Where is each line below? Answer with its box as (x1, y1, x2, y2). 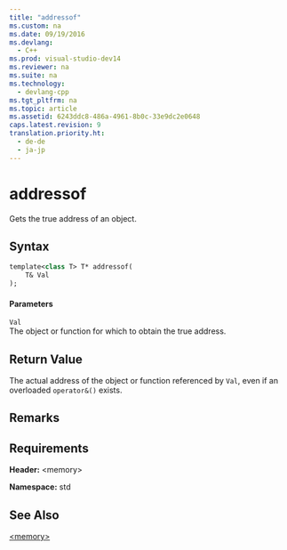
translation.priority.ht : (9, 129, 105, 138)
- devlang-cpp (17, 87, 69, 96)
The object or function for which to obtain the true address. (9, 326, 227, 336)
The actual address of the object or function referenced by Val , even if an (9, 376, 278, 386)
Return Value (9, 352, 83, 367)
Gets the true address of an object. (9, 213, 138, 223)
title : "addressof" (9, 12, 82, 22)
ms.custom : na (9, 21, 62, 30)
